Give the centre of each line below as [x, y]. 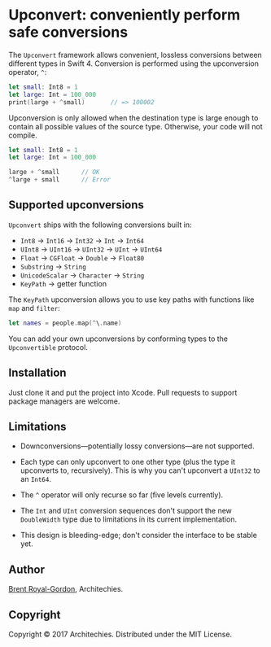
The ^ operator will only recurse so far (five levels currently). [122, 495]
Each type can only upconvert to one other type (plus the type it [128, 462]
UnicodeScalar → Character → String [82, 275]
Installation [37, 373]
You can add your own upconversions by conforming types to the [118, 339]
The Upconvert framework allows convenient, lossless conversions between [135, 55]
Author [26, 569]
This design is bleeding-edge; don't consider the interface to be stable [139, 536]
